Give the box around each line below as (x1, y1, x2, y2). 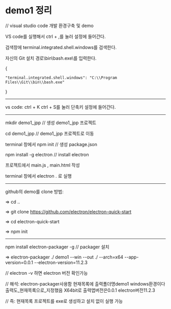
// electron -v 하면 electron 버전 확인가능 (5, 270, 88, 276)
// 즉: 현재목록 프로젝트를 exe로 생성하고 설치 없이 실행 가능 (5, 298, 123, 304)
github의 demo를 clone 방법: (5, 188, 64, 195)
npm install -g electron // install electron (5, 151, 89, 157)
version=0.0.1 (5, 259, 33, 266)
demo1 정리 (5, 5, 52, 16)
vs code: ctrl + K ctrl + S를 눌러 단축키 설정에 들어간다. (5, 104, 116, 110)
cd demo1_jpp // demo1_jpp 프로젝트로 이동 (5, 130, 94, 136)
